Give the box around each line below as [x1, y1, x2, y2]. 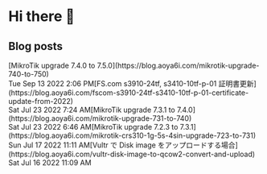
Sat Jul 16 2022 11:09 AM [8, 158, 92, 168]
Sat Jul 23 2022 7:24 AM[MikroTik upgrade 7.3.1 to [8, 105, 175, 114]
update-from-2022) [8, 97, 74, 106]
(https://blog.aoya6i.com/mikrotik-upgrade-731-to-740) [8, 114, 192, 123]
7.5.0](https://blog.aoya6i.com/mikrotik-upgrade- [97, 60, 260, 70]
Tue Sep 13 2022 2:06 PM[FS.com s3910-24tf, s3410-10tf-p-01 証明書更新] [8, 79, 257, 88]
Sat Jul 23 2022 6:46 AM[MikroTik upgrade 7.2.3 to [8, 122, 179, 131]
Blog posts [8, 39, 63, 53]
